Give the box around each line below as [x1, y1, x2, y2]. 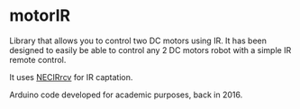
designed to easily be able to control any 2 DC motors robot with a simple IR [9, 44, 292, 55]
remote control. [9, 54, 67, 65]
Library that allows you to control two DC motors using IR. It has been [9, 35, 268, 46]
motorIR [9, 5, 70, 26]
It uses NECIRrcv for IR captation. [9, 71, 133, 82]
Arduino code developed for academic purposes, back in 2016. [9, 89, 243, 100]
